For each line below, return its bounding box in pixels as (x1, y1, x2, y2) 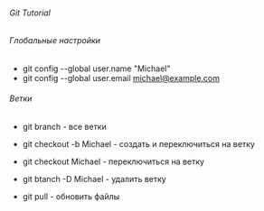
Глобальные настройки (9, 35, 101, 46)
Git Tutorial (9, 7, 52, 18)
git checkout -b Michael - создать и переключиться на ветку (22, 139, 256, 150)
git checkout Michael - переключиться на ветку (22, 156, 205, 167)
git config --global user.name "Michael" (22, 63, 171, 74)
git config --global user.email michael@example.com (22, 72, 220, 83)
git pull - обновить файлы (22, 191, 120, 202)
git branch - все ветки (22, 122, 107, 133)
